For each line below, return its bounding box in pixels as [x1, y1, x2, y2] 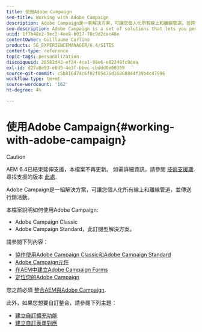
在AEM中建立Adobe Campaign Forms [14, 266, 108, 273]
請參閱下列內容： [6, 238, 49, 245]
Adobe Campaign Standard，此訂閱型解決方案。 [14, 225, 135, 232]
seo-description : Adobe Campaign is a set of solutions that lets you [6, 25, 187, 32]
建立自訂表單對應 [14, 319, 58, 327]
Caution [6, 153, 26, 160]
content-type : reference [6, 48, 69, 54]
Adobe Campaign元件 [14, 258, 69, 265]
